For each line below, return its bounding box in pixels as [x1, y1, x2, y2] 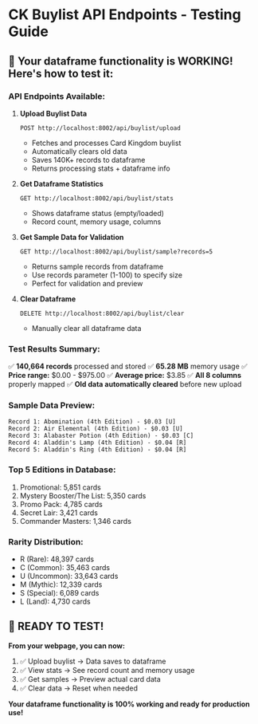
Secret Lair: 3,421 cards [19, 508, 98, 517]
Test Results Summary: [8, 343, 101, 354]
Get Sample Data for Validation [19, 232, 124, 242]
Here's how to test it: [8, 66, 114, 81]
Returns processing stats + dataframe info [31, 163, 170, 173]
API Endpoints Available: [8, 90, 106, 101]
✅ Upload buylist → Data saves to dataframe [19, 656, 166, 666]
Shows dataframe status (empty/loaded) [31, 208, 165, 218]
